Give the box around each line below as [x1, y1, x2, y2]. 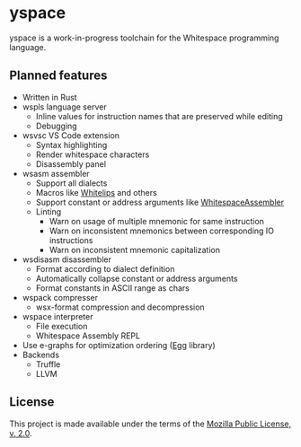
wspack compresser [22, 292, 99, 302]
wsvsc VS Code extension [22, 129, 120, 141]
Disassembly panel [35, 158, 106, 169]
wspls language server [22, 101, 107, 112]
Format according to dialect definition [35, 263, 175, 274]
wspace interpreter [22, 311, 93, 321]
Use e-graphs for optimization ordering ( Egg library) [22, 339, 216, 350]
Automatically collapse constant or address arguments [35, 273, 238, 284]
